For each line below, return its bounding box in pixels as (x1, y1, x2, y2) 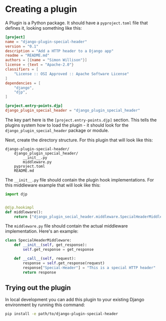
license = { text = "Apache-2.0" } (5, 62, 74, 67)
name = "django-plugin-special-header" (5, 39, 87, 44)
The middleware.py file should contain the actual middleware (5, 223, 128, 229)
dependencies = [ (5, 81, 41, 86)
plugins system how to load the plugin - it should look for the (5, 122, 129, 128)
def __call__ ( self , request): (14, 256, 77, 261)
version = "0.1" (5, 44, 39, 49)
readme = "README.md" (5, 53, 50, 58)
